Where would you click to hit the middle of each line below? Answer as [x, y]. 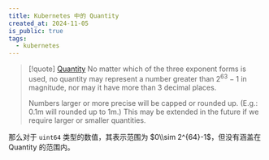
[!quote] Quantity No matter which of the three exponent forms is [137, 69]
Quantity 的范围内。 [41, 147]
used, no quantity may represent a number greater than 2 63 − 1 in [138, 78]
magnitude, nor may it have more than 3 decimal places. [122, 87]
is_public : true [36, 31]
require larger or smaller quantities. [87, 120]
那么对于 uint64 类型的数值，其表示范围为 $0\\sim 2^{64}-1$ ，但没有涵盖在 [135, 137]
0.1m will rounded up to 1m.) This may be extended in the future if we [143, 112]
